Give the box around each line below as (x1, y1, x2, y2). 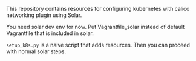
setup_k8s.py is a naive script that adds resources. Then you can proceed (6, 42, 191, 48)
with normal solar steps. (6, 48, 67, 55)
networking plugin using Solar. (6, 11, 82, 19)
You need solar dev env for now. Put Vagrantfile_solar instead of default (6, 24, 185, 30)
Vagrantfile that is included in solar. (6, 30, 94, 37)
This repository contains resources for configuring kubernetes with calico (6, 5, 190, 12)
